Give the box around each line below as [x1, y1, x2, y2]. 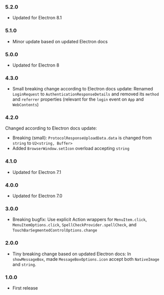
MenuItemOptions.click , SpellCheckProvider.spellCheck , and [12, 222, 137, 228]
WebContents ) [12, 102, 39, 108]
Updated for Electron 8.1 [12, 15, 62, 21]
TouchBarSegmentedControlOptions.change [12, 228, 97, 233]
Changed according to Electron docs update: [5, 125, 97, 131]
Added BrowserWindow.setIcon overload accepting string [12, 146, 130, 151]
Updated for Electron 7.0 [12, 193, 63, 199]
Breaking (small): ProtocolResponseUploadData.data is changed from [12, 135, 152, 141]
